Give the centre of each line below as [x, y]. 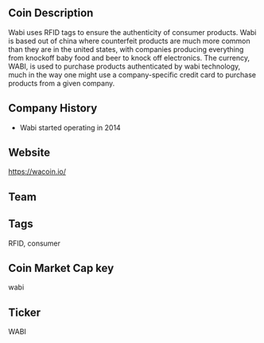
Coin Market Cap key [61, 268]
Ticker [25, 312]
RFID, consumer [35, 243]
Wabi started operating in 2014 [70, 128]
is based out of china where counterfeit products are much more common [129, 41]
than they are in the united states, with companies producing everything [126, 49]
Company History [53, 108]
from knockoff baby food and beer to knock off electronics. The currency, [129, 57]
